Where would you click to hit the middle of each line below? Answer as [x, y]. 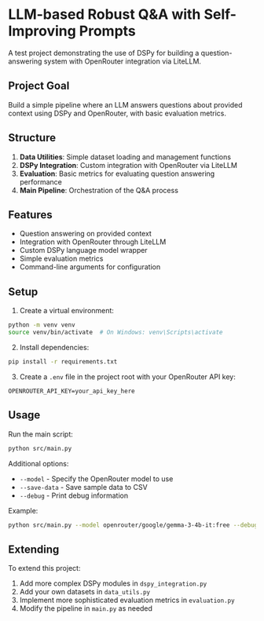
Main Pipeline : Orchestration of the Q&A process [99, 190]
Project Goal [39, 86]
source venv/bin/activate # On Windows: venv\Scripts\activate [115, 332]
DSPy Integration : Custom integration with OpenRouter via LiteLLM [128, 165]
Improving [42, 31]
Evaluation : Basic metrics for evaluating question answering [117, 174]
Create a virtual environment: [66, 311]
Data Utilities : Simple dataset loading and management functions [125, 157]
